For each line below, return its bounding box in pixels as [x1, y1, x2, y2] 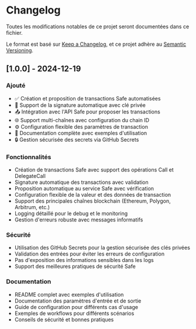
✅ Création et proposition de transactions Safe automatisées [14, 95, 161, 102]
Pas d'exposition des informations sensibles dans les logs [14, 257, 154, 264]
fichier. [6, 29, 23, 36]
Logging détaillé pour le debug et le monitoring [14, 210, 128, 217]
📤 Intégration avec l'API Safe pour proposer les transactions [14, 108, 161, 115]
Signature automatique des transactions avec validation [14, 179, 149, 186]
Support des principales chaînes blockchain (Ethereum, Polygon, [14, 197, 171, 204]
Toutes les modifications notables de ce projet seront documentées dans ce [6, 23, 190, 30]
